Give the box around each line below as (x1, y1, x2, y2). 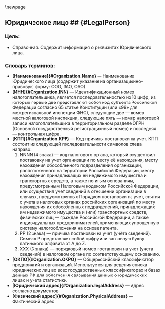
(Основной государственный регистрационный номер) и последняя (12, 125, 157, 131)
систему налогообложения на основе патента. (19, 225, 118, 231)
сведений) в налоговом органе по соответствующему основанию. (19, 251, 160, 257)
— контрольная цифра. (12, 131, 61, 137)
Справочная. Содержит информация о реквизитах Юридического (12, 44, 152, 50)
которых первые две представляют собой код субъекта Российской (12, 99, 157, 105)
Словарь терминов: (5, 62, 55, 69)
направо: (12, 146, 32, 152)
